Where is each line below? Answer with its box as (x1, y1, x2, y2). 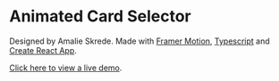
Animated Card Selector (9, 6, 191, 27)
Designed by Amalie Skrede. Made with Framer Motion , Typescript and (9, 36, 270, 46)
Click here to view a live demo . (9, 62, 123, 73)
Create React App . (9, 45, 78, 55)
